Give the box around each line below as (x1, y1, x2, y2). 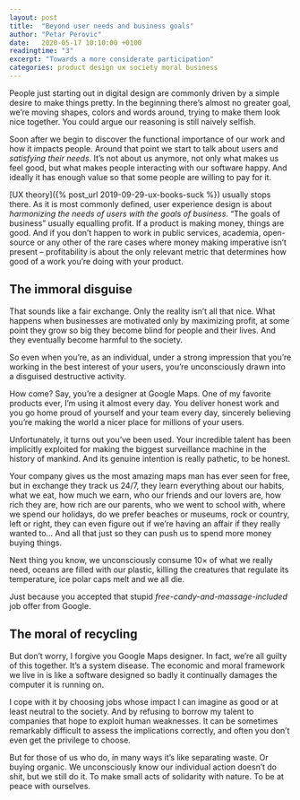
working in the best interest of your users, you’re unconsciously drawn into (9, 361, 287, 372)
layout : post (9, 13, 58, 22)
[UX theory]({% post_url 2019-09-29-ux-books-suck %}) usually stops (9, 189, 271, 200)
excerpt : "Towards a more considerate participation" (9, 55, 215, 64)
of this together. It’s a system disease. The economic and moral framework (9, 660, 286, 671)
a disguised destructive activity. (9, 370, 127, 381)
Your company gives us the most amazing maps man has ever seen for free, (9, 470, 291, 481)
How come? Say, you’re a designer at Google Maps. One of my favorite (9, 387, 271, 399)
